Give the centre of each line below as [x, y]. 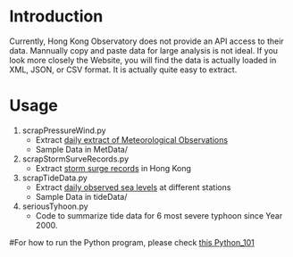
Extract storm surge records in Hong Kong [113, 168]
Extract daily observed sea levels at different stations [133, 187]
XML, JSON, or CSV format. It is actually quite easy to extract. [123, 70]
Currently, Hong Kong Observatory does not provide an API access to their [146, 41]
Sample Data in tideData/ [81, 196]
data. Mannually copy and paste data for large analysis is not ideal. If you [144, 50]
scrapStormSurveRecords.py [75, 159]
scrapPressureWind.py [64, 130]
